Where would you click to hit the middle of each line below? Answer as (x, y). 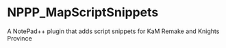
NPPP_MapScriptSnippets (83, 13)
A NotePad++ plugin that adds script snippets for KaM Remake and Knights (113, 31)
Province (20, 38)
